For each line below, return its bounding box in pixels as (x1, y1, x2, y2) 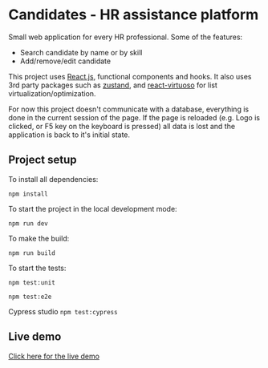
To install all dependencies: (8, 174, 99, 184)
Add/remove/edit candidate (19, 56, 111, 66)
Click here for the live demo (8, 351, 100, 361)
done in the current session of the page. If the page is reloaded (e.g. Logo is (8, 112, 261, 122)
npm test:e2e (8, 293, 52, 301)
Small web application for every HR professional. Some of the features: (8, 32, 243, 42)
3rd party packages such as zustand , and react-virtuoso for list (8, 80, 218, 90)
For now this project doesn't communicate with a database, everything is (8, 104, 250, 114)
